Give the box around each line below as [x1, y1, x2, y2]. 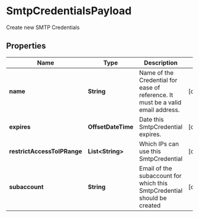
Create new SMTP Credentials [6, 24, 80, 31]
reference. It [139, 91, 174, 99]
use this [139, 147, 161, 155]
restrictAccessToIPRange [9, 147, 82, 155]
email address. [139, 106, 180, 114]
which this [139, 179, 168, 187]
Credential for [139, 76, 178, 84]
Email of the [139, 164, 172, 173]
